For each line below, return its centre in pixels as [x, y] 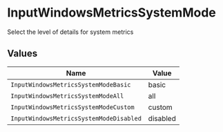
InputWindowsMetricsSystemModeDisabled [76, 118]
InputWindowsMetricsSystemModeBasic [71, 85]
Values [22, 54]
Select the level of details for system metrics [70, 32]
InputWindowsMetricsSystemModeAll [67, 96]
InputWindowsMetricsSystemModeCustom [72, 107]
